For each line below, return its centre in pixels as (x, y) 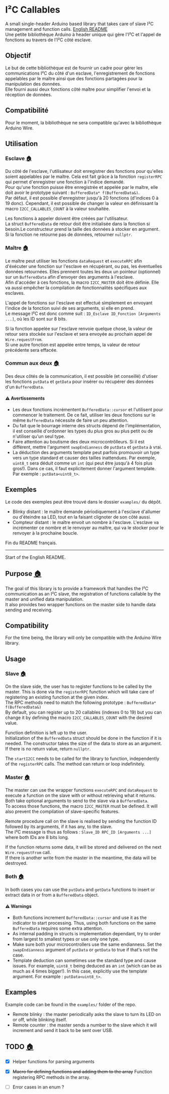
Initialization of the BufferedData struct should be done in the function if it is (83, 738)
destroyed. (16, 863)
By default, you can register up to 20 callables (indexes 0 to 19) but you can (83, 713)
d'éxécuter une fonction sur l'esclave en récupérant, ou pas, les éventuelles (84, 266)
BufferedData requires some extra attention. (58, 928)
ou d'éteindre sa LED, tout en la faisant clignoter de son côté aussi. (82, 517)
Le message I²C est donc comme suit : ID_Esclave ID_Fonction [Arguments (83, 313)
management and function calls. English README (57, 29)
